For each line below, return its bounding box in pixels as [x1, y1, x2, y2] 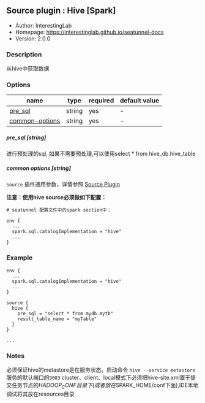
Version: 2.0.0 [15, 34, 51, 42]
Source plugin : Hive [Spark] [6, 6, 116, 16]
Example [6, 253, 33, 262]
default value [119, 96, 160, 105]
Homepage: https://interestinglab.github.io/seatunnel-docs [15, 28, 164, 36]
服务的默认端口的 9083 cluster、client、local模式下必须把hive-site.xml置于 [6, 374, 191, 381]
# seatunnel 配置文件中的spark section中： [6, 207, 112, 213]
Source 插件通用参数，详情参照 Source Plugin [6, 181, 121, 188]
